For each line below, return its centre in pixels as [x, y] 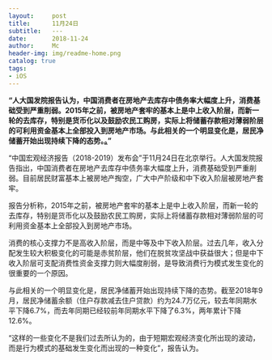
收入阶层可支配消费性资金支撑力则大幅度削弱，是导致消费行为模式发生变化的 [136, 263]
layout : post [38, 16]
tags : [17, 69]
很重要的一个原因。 [40, 273]
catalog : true [32, 61]
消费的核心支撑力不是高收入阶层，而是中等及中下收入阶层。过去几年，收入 [132, 243]
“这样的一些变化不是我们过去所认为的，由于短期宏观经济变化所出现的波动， [134, 337]
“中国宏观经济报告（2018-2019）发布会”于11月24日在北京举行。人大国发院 [132, 158]
